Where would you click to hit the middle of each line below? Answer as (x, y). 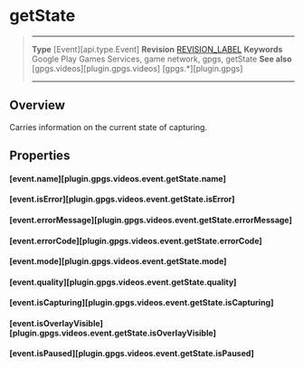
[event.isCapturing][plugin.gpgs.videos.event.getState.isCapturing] (142, 303)
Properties (40, 156)
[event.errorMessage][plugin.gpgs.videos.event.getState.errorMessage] (151, 220)
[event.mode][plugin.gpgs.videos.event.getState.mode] (118, 261)
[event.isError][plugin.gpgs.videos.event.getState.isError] (122, 199)
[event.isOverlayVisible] (57, 323)
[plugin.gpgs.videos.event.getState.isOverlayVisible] (113, 333)
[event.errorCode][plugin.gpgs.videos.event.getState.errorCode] (136, 241)
